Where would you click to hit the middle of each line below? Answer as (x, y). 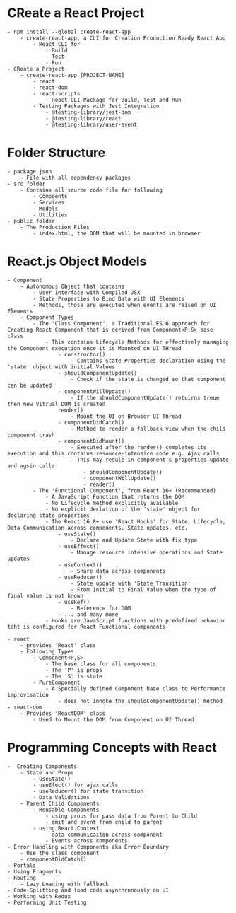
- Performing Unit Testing (47, 902)
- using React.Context (66, 828)
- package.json (30, 171)
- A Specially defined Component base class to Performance (135, 688)
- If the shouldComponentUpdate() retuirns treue (145, 397)
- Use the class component (60, 853)
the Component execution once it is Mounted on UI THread (94, 348)
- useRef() (74, 602)
